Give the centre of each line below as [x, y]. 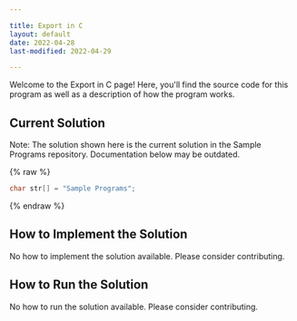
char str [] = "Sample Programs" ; [73, 189]
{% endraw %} [37, 206]
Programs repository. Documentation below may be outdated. [125, 154]
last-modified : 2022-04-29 [60, 51]
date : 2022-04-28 [42, 43]
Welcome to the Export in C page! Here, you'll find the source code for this [149, 85]
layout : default [40, 34]
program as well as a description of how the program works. [122, 94]
